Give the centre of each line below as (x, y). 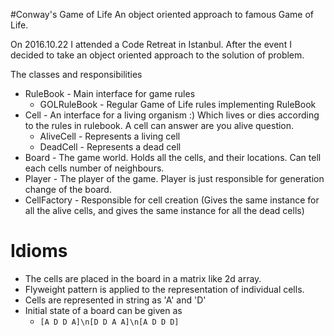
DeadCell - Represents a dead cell (110, 147)
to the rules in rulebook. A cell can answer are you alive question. (159, 125)
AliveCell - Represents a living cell (110, 136)
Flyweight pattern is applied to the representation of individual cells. (164, 289)
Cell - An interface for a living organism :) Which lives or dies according (172, 115)
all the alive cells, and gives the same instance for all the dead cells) (164, 210)
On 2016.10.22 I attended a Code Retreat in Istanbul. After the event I (151, 44)
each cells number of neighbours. (94, 168)
